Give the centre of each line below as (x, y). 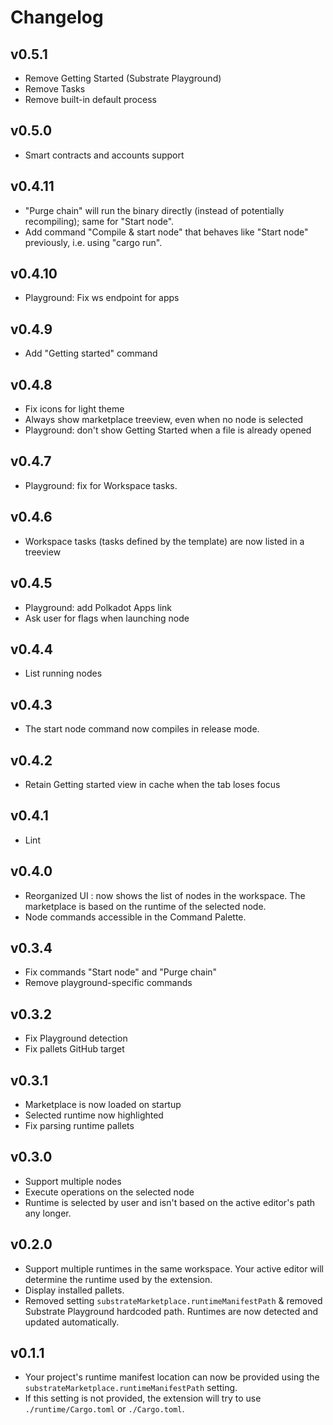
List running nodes (63, 673)
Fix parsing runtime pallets (79, 1125)
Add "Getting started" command (91, 353)
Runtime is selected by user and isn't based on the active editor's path (170, 1202)
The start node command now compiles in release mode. (142, 729)
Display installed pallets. (74, 1290)
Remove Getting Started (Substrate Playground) (123, 78)
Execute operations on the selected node (109, 1192)
